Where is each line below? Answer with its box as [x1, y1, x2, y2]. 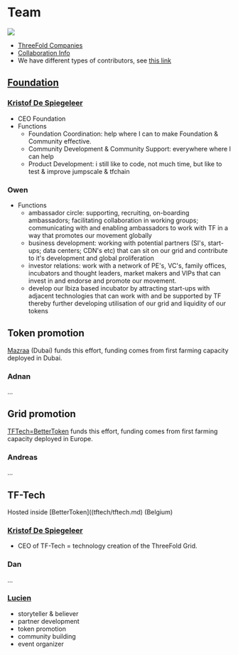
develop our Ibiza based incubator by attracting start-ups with [28, 283, 210, 292]
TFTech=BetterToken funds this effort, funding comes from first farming [7, 427, 218, 435]
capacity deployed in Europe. [7, 434, 94, 443]
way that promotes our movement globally [28, 231, 153, 239]
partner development [17, 617, 80, 625]
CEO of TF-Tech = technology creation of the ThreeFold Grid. [17, 541, 198, 551]
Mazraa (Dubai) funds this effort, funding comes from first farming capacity [7, 346, 229, 354]
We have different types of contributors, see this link [17, 56, 172, 65]
